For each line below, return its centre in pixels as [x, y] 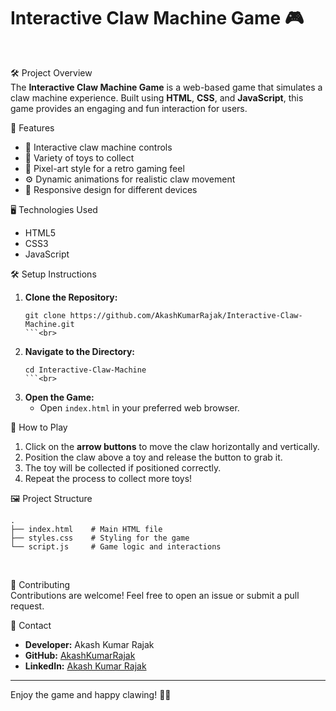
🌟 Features [32, 127]
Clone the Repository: [71, 297]
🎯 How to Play [39, 427]
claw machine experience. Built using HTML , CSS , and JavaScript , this [157, 97]
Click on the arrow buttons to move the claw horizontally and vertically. [172, 446]
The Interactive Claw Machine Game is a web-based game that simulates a [166, 87]
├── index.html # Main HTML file [86, 529]
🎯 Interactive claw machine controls [98, 147]
